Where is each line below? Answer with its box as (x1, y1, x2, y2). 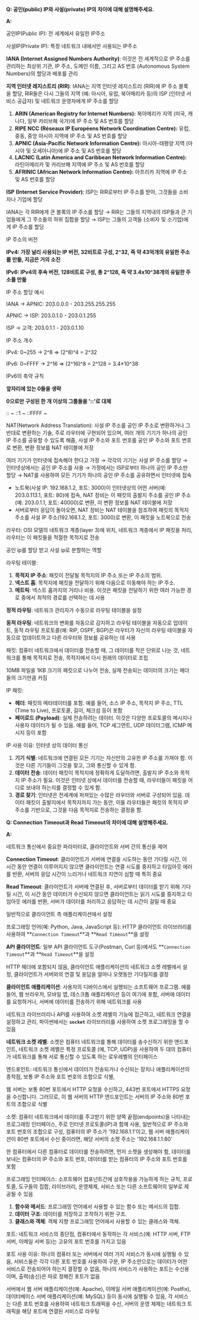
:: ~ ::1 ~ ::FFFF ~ (6, 410, 47, 416)
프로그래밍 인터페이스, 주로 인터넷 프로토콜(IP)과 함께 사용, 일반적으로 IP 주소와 (6, 1120, 188, 1128)
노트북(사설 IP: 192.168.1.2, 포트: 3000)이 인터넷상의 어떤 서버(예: (14, 484, 167, 491)
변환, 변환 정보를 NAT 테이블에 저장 (12, 444, 94, 451)
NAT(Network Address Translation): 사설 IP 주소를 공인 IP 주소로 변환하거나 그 (6, 422, 191, 429)
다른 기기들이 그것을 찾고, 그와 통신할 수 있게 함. (25, 762, 136, 768)
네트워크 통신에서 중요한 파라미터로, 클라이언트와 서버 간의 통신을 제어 (6, 843, 168, 850)
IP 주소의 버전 (6, 236, 38, 243)
